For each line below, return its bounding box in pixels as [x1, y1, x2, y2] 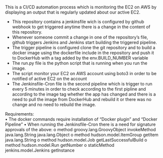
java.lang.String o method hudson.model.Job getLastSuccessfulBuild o [5, 137, 147, 143]
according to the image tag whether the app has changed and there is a [12, 91, 156, 97]
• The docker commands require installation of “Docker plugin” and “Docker [5, 117, 158, 122]
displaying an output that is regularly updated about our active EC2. [5, 9, 141, 15]
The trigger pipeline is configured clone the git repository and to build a [12, 45, 156, 50]
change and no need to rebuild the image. [12, 102, 96, 107]
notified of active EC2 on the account [12, 76, 87, 81]
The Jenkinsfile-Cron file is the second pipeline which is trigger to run [12, 81, 152, 87]
